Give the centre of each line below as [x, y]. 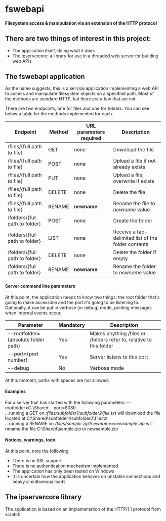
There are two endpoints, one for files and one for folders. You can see [77, 109]
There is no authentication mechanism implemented [65, 466]
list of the [146, 238]
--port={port [23, 353]
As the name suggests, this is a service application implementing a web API [82, 88]
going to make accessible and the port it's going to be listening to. [72, 302]
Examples [16, 391]
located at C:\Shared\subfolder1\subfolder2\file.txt [56, 418]
